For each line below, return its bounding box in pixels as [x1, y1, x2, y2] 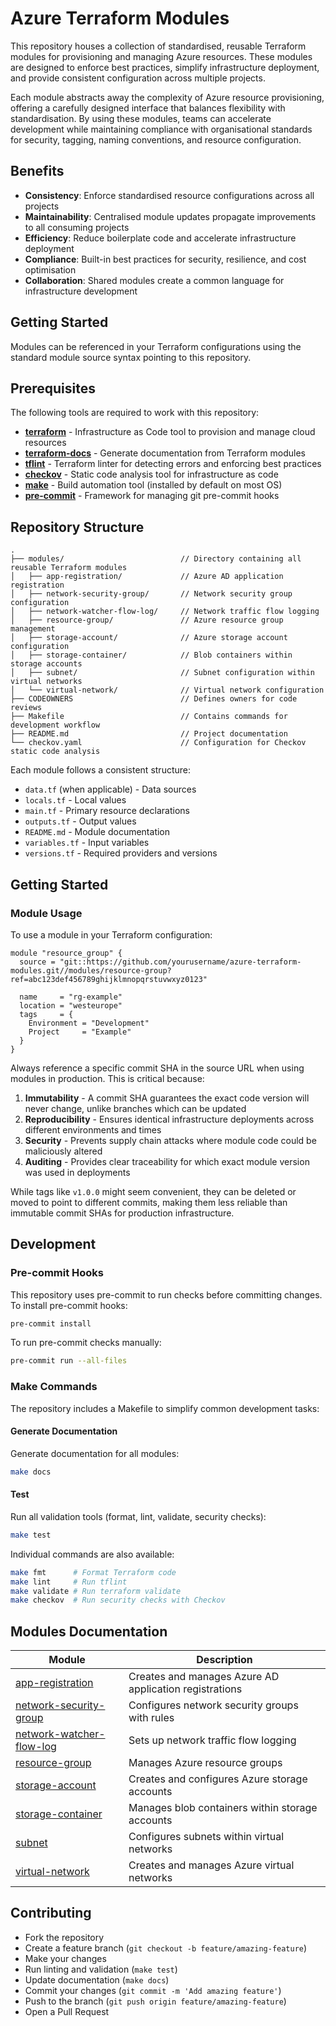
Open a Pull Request [24, 2005, 110, 2017]
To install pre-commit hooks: [10, 1299, 128, 1311]
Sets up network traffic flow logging [128, 1733, 297, 1747]
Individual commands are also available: [10, 1548, 175, 1560]
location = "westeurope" [19, 1000, 123, 1011]
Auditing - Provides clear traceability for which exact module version [24, 1155, 310, 1167]
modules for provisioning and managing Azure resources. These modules [10, 50, 313, 62]
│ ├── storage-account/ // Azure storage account [10, 633, 288, 643]
